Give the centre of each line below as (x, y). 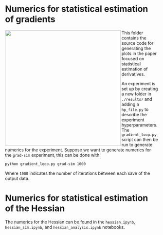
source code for (137, 43)
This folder (132, 33)
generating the (136, 48)
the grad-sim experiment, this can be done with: (53, 155)
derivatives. (133, 74)
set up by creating (140, 89)
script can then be (140, 139)
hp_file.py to (135, 109)
